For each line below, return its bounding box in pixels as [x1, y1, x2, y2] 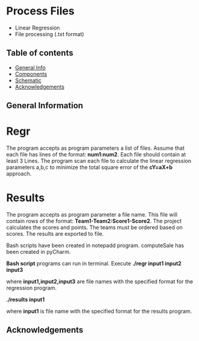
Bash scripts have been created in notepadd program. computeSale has [6, 242, 185, 249]
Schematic [14, 76, 42, 84]
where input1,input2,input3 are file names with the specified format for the [6, 278, 194, 285]
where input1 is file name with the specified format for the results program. [6, 308, 192, 315]
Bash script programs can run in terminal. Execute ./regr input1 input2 [6, 260, 182, 267]
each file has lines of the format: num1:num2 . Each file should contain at [6, 151, 186, 158]
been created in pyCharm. [6, 248, 71, 256]
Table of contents [6, 48, 73, 58]
